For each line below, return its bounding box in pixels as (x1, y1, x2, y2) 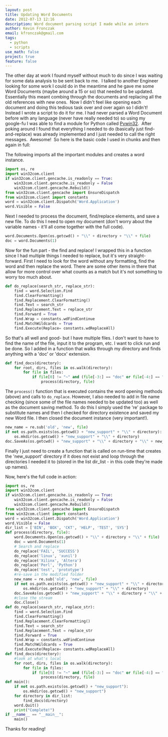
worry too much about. (5, 274, 52, 280)
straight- (128, 252, 146, 259)
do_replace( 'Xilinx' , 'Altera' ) (14, 558, 81, 563)
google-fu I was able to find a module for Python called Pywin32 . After (5, 121, 152, 127)
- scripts (9, 45, 30, 50)
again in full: (5, 142, 30, 148)
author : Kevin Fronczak (5, 26, 55, 31)
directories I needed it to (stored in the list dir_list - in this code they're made (5, 458, 163, 465)
